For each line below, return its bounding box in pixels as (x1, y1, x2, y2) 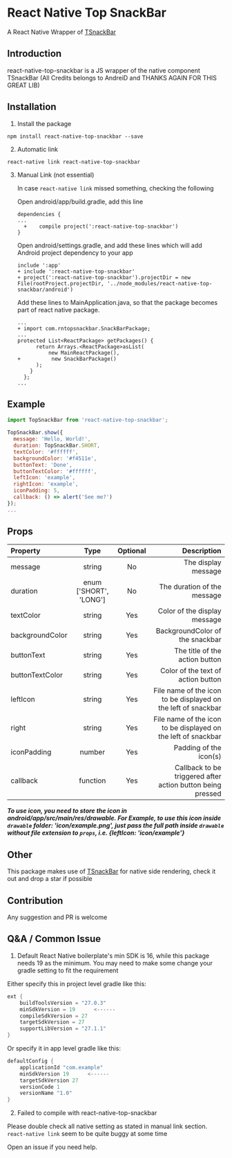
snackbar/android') (17, 286, 74, 293)
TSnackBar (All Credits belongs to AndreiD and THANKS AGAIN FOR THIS (7, 73, 217, 82)
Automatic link (17, 145, 59, 153)
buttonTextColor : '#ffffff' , (13, 467, 97, 475)
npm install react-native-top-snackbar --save (7, 133, 144, 140)
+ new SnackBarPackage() (17, 355, 117, 362)
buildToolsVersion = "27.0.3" (19, 999, 107, 1006)
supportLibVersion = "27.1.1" (19, 1025, 107, 1033)
